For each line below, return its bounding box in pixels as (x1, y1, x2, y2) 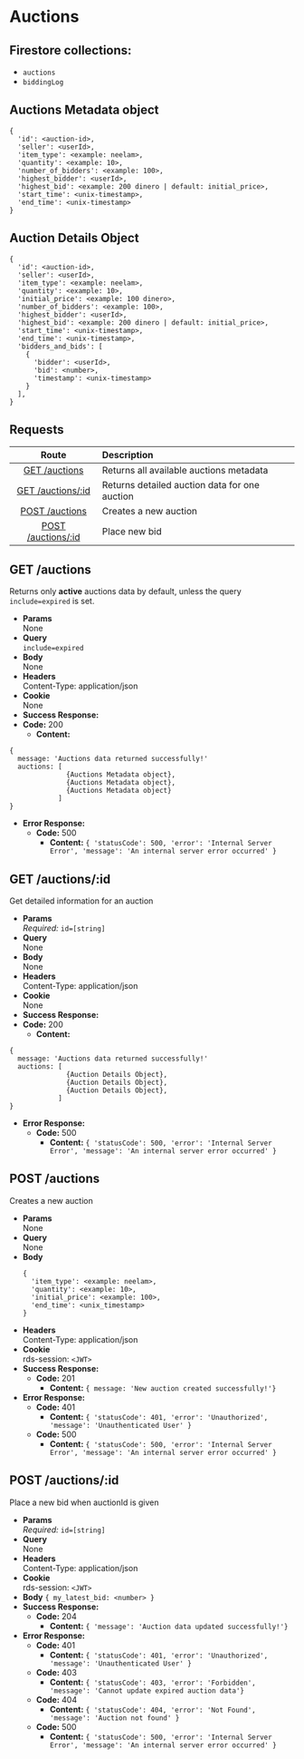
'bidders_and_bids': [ (17, 342, 103, 351)
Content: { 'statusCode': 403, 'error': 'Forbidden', (49, 1676, 256, 1687)
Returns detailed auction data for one (101, 479, 261, 492)
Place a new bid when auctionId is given (9, 1497, 160, 1508)
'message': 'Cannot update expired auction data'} (49, 1686, 245, 1695)
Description (101, 449, 154, 462)
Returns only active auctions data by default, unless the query (9, 586, 242, 597)
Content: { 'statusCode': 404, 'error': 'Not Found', (49, 1704, 256, 1715)
